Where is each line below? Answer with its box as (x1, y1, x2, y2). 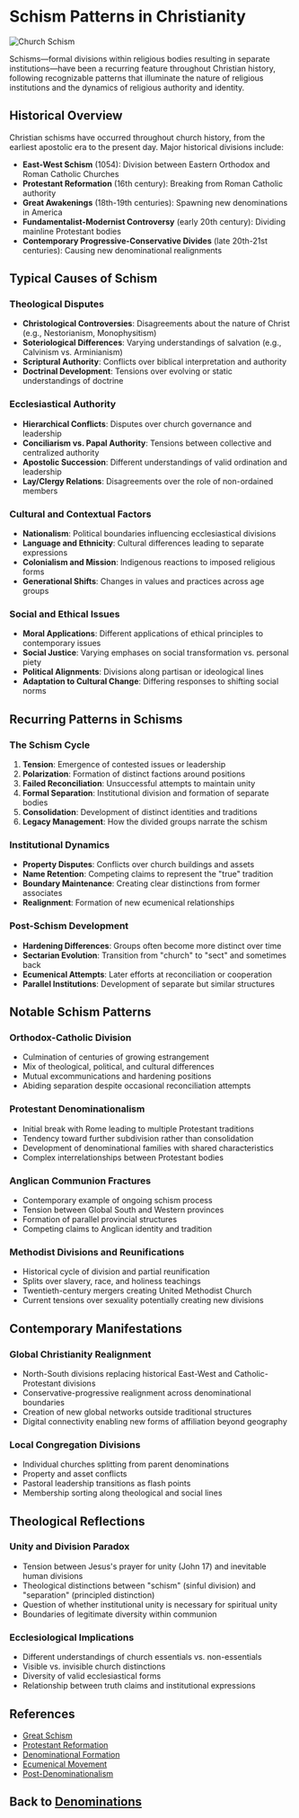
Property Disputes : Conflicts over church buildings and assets (22, 859, 255, 870)
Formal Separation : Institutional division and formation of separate (22, 788, 269, 799)
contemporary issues (22, 638, 101, 649)
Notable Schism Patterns (9, 1005, 152, 1019)
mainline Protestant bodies (22, 226, 121, 236)
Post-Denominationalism (22, 1768, 114, 1778)
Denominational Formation (22, 1749, 120, 1760)
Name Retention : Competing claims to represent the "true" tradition (22, 869, 274, 880)
